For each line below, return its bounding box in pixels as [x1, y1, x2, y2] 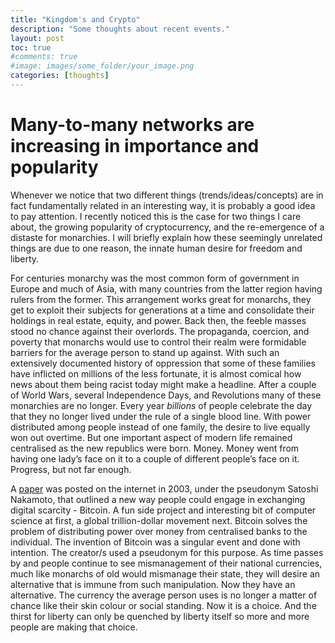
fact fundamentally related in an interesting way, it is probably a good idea [10, 199, 316, 211]
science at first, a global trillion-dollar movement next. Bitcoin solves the [10, 514, 308, 526]
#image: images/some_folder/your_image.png [10, 61, 195, 71]
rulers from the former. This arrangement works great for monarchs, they [10, 293, 312, 305]
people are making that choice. [10, 621, 138, 633]
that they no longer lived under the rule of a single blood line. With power [10, 410, 312, 422]
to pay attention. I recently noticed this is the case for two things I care [10, 210, 302, 222]
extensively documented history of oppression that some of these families [10, 357, 316, 369]
